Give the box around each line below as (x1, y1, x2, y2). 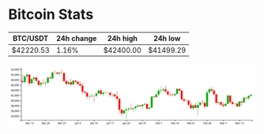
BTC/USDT (13, 34, 49, 43)
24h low (153, 34, 181, 43)
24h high (107, 34, 138, 43)
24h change (56, 34, 97, 43)
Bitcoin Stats (8, 6, 94, 24)
